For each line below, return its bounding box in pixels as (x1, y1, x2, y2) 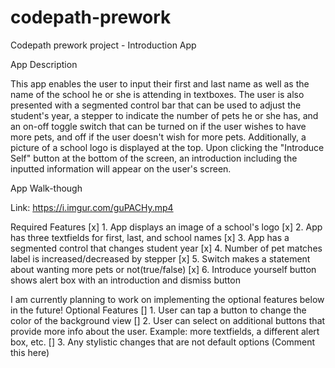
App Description (10, 58, 78, 70)
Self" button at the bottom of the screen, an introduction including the (10, 152, 298, 164)
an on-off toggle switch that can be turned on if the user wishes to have (10, 120, 307, 132)
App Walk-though (10, 182, 83, 194)
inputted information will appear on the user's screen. (10, 162, 232, 175)
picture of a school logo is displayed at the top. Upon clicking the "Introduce (10, 141, 325, 153)
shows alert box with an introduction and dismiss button (10, 274, 241, 286)
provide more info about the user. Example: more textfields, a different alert (10, 325, 320, 337)
